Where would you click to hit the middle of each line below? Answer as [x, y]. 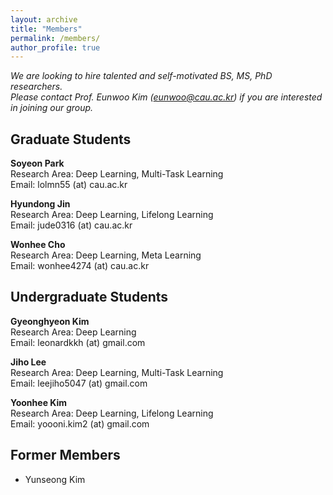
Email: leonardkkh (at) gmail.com [78, 342]
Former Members [65, 455]
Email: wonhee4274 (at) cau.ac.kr [80, 266]
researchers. [36, 87]
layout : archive [44, 19]
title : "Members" [46, 29]
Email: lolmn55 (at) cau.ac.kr [69, 185]
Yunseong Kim [55, 479]
